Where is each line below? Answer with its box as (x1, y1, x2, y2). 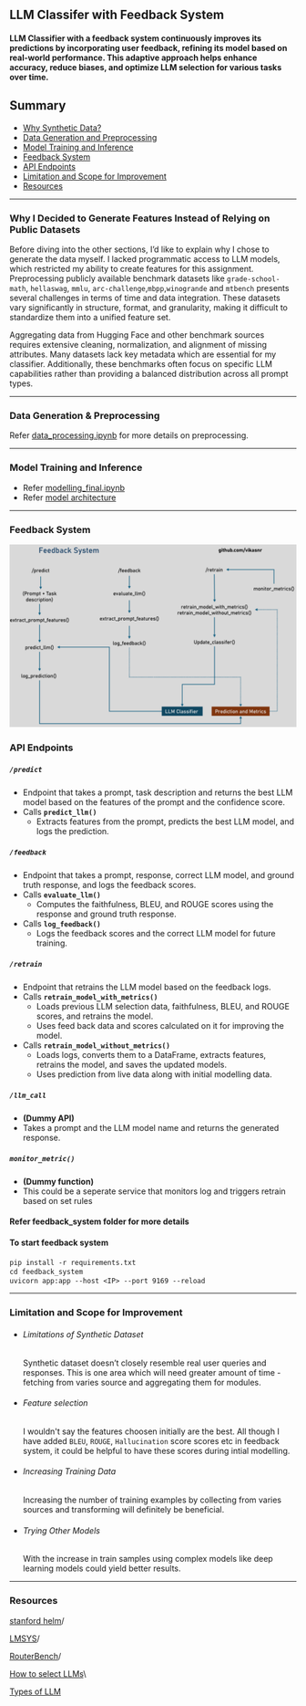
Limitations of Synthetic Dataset (22, 1328, 144, 1340)
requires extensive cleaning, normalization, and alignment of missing (9, 340, 267, 351)
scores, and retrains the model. (36, 1010, 154, 1021)
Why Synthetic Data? (22, 122, 102, 133)
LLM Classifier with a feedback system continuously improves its (9, 32, 262, 44)
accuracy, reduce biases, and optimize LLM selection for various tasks (9, 61, 282, 72)
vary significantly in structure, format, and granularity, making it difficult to (9, 302, 289, 313)
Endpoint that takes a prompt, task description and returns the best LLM (22, 787, 293, 798)
